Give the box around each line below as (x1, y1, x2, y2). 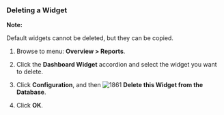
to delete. (16, 67, 44, 76)
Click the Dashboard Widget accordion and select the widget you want (16, 61, 217, 69)
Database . (16, 88, 46, 97)
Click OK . (16, 101, 44, 110)
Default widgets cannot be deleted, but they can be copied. (6, 34, 173, 42)
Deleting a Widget (6, 5, 68, 15)
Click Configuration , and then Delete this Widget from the (16, 81, 204, 89)
